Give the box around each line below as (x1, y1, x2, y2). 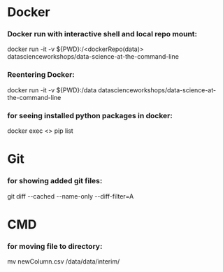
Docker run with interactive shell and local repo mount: (7, 29, 198, 39)
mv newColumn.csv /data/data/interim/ (7, 257, 120, 266)
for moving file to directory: (7, 241, 103, 251)
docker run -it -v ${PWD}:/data (7, 85, 96, 94)
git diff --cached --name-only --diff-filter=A (7, 192, 134, 200)
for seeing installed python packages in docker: (7, 110, 173, 120)
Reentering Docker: (7, 70, 75, 80)
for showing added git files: (7, 176, 103, 186)
